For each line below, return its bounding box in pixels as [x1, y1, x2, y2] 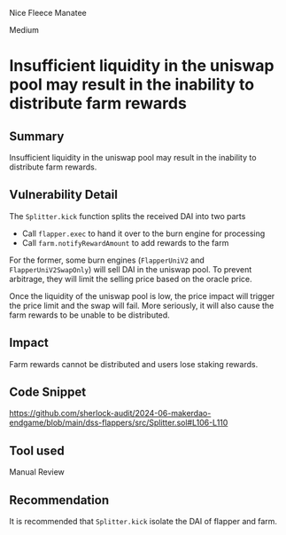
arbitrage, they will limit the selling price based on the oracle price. [9, 273, 252, 284]
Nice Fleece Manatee [9, 8, 87, 18]
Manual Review [9, 467, 65, 477]
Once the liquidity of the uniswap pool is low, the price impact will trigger [9, 290, 275, 301]
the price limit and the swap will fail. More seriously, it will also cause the [9, 300, 274, 311]
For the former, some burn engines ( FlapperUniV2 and [9, 255, 205, 265]
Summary [9, 129, 65, 144]
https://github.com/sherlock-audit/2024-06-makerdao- [9, 408, 212, 419]
